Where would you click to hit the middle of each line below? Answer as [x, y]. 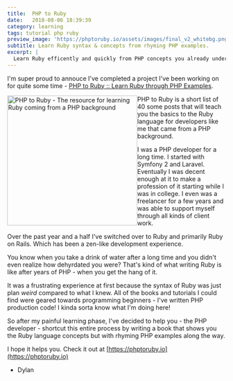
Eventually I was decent [171, 171]
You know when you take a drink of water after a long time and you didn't [112, 257]
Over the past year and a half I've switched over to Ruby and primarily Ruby [115, 236]
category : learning [35, 26]
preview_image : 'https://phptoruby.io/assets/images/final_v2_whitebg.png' [119, 39]
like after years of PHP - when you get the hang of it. [83, 272]
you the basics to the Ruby [175, 114]
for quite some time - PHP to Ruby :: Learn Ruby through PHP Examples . [110, 86]
